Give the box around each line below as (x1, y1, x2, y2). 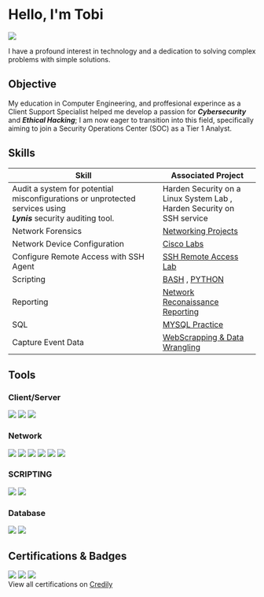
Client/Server (8, 391, 61, 402)
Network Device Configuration (12, 238, 124, 249)
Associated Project (170, 169, 244, 180)
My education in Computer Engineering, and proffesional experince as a (8, 98, 241, 108)
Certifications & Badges (8, 549, 127, 562)
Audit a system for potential (12, 183, 114, 194)
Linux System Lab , (162, 193, 233, 204)
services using (12, 202, 67, 213)
